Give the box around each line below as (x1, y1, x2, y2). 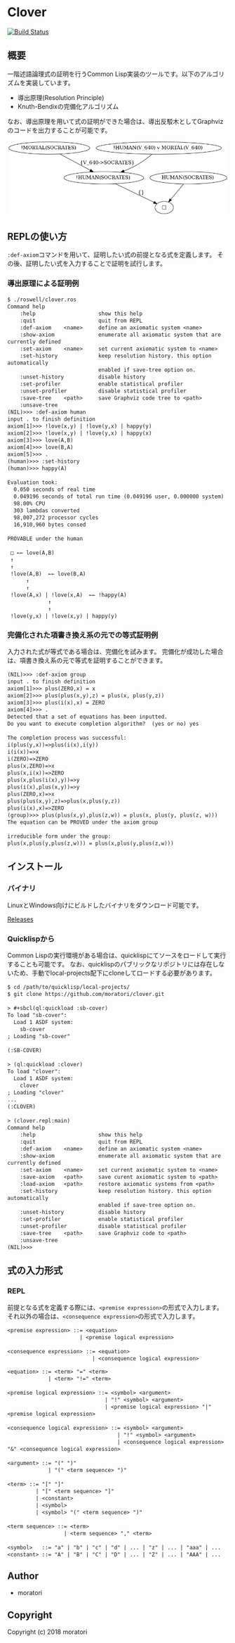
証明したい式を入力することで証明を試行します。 (25, 260, 167, 268)
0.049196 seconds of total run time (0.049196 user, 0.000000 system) (13, 493, 224, 500)
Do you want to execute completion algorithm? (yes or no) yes (7, 720, 199, 727)
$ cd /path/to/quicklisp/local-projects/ (7, 983, 130, 990)
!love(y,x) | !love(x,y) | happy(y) (10, 613, 118, 620)
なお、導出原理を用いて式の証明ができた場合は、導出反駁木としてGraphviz (7, 117, 224, 125)
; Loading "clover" (7, 1089, 65, 1096)
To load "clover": (7, 1068, 61, 1075)
